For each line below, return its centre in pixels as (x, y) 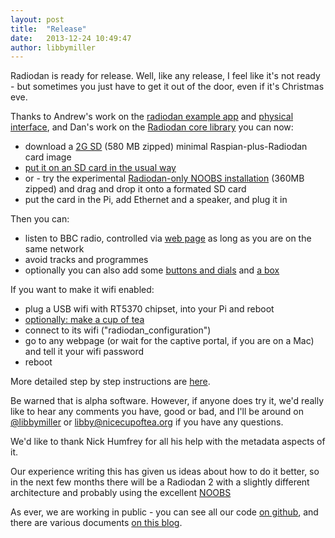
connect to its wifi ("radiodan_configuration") (118, 330)
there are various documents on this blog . (96, 523)
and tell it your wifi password (84, 352)
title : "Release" (48, 29)
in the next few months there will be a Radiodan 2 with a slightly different (160, 482)
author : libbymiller (53, 47)
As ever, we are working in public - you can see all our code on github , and (164, 512)
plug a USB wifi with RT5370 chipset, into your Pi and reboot (149, 309)
